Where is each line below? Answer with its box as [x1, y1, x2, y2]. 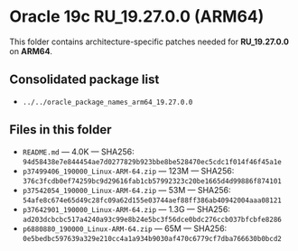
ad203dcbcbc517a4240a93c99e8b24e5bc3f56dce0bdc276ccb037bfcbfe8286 [22, 215, 282, 224]
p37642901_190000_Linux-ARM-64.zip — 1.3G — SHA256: [22, 203, 230, 214]
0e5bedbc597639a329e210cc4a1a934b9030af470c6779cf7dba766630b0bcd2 [22, 234, 282, 243]
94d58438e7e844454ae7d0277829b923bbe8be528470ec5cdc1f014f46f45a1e [22, 157, 282, 166]
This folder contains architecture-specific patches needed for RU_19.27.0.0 [9, 36, 289, 47]
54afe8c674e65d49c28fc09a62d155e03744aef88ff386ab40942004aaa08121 [22, 196, 282, 205]
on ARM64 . [9, 45, 52, 56]
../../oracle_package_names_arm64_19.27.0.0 [22, 98, 193, 107]
